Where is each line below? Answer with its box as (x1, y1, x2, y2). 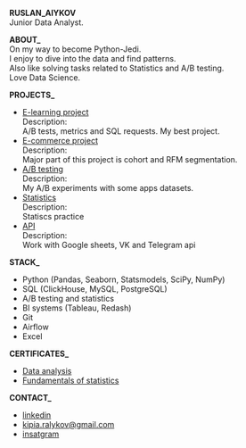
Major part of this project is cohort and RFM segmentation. (21, 154, 238, 164)
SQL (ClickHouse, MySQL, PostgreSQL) (21, 284, 168, 294)
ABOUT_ (9, 35, 41, 45)
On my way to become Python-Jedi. (9, 44, 142, 54)
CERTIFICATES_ (9, 348, 70, 359)
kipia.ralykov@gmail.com (21, 419, 115, 429)
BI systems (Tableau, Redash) (21, 303, 132, 313)
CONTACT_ (9, 393, 52, 402)
